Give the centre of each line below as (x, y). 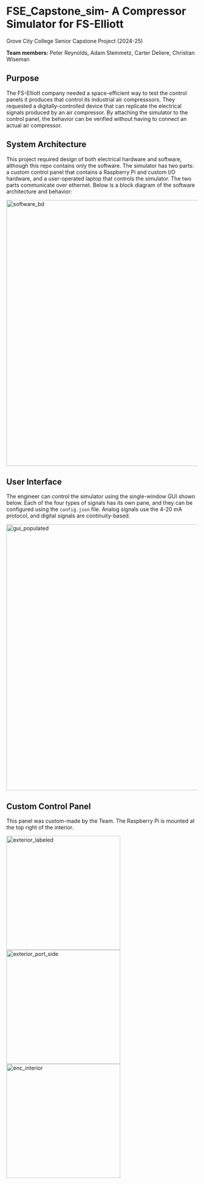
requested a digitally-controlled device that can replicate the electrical (94, 106)
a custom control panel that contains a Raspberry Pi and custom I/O (91, 172)
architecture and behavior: (39, 191)
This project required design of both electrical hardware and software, (94, 159)
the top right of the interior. (40, 828)
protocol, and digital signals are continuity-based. (68, 516)
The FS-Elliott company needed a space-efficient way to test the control (97, 93)
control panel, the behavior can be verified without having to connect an (97, 119)
